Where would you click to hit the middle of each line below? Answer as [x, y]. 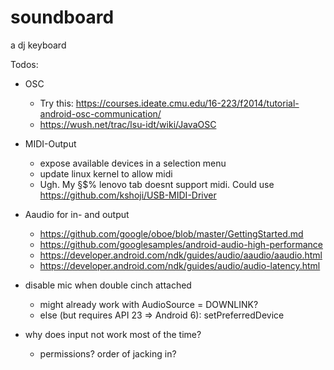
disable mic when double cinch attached [108, 285]
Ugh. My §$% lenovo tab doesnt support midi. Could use [157, 184]
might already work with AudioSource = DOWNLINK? [149, 304]
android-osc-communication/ [100, 113]
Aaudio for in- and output [77, 214]
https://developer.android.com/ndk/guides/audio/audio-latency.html [180, 265]
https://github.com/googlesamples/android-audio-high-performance [181, 244]
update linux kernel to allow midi [106, 173]
